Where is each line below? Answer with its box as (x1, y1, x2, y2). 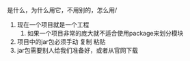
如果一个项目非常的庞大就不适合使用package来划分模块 (27, 29, 184, 37)
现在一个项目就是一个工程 (16, 21, 90, 29)
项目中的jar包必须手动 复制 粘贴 (16, 38, 106, 46)
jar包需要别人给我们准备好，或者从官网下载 (16, 47, 139, 54)
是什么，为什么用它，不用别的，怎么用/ (7, 6, 118, 14)
